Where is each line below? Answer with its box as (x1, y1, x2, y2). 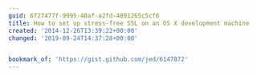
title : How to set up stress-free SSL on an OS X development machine (8, 19, 250, 27)
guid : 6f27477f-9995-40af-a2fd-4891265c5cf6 (8, 11, 160, 20)
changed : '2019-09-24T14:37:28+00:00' (8, 34, 138, 42)
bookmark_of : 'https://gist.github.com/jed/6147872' (8, 55, 189, 64)
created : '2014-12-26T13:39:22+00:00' (8, 26, 138, 34)
